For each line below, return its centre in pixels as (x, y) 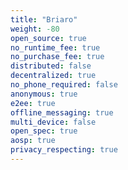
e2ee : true (33, 103)
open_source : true (48, 38)
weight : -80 (35, 29)
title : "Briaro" (44, 19)
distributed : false (51, 66)
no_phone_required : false (64, 85)
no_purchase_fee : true (57, 57)
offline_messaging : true (62, 112)
